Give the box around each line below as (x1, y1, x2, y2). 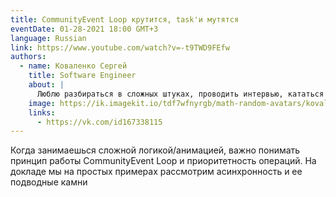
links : (28, 107, 56, 118)
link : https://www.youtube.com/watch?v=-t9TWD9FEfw (10, 42, 230, 53)
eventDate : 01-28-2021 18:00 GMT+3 (10, 24, 159, 34)
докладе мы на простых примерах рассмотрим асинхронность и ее (10, 166, 303, 178)
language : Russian (10, 33, 87, 43)
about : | (28, 80, 65, 90)
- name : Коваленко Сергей (19, 61, 128, 71)
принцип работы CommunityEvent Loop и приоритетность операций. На (10, 155, 317, 167)
